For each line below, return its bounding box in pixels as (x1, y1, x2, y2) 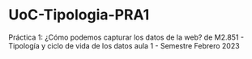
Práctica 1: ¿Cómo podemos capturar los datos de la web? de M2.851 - (8, 32, 245, 42)
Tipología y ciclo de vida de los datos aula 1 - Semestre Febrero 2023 (8, 40, 241, 50)
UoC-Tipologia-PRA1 (8, 6, 150, 24)
